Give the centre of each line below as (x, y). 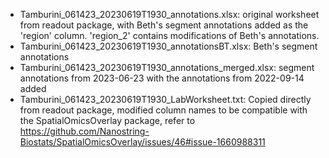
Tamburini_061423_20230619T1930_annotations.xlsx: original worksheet (169, 14)
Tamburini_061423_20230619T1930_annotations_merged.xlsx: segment (167, 67)
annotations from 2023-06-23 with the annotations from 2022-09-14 (162, 78)
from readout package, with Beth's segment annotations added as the (164, 25)
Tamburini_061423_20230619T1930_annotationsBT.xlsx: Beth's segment (168, 46)
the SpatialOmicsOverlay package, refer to (107, 120)
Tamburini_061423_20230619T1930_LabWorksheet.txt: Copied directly (165, 99)
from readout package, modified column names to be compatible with (163, 110)
